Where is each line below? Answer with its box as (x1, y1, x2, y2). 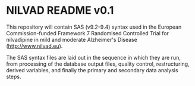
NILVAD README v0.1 (6, 4, 114, 17)
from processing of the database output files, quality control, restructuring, (6, 60, 190, 67)
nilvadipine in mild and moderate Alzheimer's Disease (6, 36, 138, 43)
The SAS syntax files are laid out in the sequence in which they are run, (6, 54, 181, 61)
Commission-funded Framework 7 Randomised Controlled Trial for (6, 29, 169, 36)
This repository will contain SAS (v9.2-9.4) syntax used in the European (6, 23, 182, 30)
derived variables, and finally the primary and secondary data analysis (6, 66, 178, 73)
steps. (6, 73, 21, 80)
